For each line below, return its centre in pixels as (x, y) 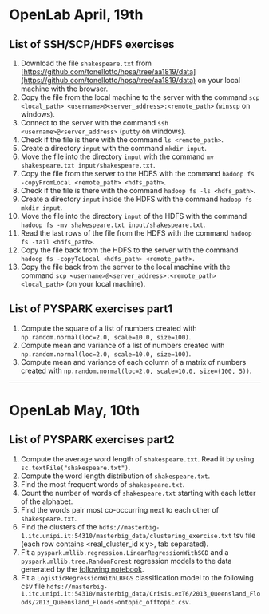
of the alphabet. (47, 501)
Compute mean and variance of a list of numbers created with (123, 345)
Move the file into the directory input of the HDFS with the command (134, 216)
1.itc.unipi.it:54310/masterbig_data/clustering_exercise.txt (126, 536)
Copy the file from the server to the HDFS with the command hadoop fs (137, 174)
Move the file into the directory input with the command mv (117, 156)
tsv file (245, 535)
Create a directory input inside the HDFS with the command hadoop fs (136, 199)
